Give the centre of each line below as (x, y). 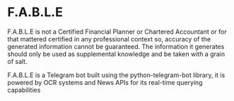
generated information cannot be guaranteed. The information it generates (116, 46)
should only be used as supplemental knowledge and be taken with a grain (116, 54)
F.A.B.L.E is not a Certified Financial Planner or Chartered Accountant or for (117, 32)
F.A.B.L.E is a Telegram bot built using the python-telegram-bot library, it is (116, 75)
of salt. (17, 61)
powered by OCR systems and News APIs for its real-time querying (105, 82)
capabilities (24, 90)
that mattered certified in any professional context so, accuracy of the (109, 39)
